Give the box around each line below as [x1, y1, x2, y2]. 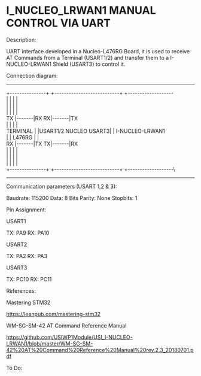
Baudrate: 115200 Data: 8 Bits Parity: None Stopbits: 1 [6, 194, 138, 201]
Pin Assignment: [6, 206, 47, 213]
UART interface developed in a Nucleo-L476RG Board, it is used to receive [6, 47, 190, 54]
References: [6, 287, 36, 294]
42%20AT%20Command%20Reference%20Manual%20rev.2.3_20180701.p [6, 346, 194, 353]
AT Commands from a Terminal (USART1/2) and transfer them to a [6, 54, 169, 61]
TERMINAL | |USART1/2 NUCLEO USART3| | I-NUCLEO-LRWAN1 [6, 127, 166, 135]
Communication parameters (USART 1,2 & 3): [6, 183, 118, 190]
